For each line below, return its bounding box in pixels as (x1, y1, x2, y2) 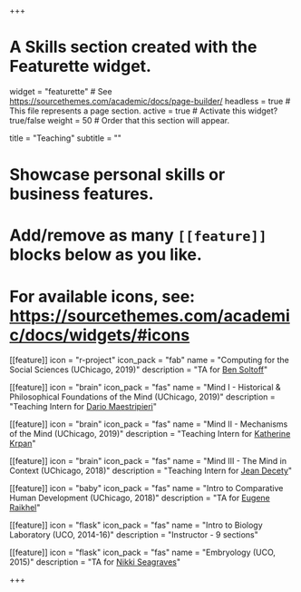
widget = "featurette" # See (9, 85, 112, 96)
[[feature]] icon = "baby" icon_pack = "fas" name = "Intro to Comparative (9, 483, 284, 494)
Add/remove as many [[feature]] (9, 225, 267, 246)
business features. (9, 183, 154, 204)
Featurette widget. (9, 56, 152, 77)
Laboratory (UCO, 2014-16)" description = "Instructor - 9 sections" (9, 529, 258, 540)
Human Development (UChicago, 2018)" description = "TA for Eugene (9, 492, 270, 504)
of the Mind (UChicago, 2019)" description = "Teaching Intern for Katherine (9, 429, 291, 439)
